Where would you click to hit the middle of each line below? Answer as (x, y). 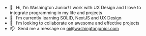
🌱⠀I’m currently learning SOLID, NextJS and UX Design (66, 18)
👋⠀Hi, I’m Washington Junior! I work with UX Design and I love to (75, 8)
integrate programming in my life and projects (56, 13)
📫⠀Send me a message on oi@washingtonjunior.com (64, 28)
